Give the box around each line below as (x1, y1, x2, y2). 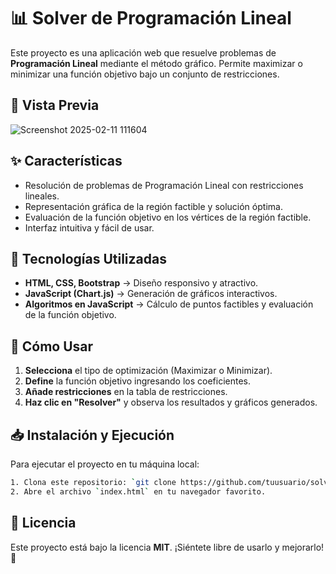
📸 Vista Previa (10, 97, 100, 114)
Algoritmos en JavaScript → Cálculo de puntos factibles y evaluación (24, 298, 314, 310)
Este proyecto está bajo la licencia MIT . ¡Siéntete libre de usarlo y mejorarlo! (10, 541, 325, 553)
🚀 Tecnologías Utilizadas (10, 250, 167, 267)
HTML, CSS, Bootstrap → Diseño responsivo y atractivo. (24, 277, 259, 289)
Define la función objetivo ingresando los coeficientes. (24, 375, 252, 387)
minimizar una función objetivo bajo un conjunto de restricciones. (10, 68, 280, 80)
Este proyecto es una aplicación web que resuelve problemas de (10, 46, 277, 59)
